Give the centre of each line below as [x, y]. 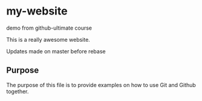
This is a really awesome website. [48, 39]
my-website [37, 11]
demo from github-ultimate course [49, 28]
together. [18, 91]
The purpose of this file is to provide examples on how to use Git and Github [101, 85]
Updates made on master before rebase [56, 51]
